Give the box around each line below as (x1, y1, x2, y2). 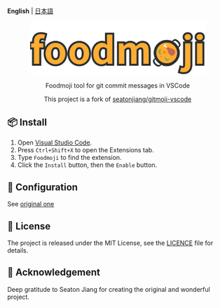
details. (7, 246, 29, 255)
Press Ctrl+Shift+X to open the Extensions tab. (17, 146, 154, 154)
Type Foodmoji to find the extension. (17, 154, 122, 162)
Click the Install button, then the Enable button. (17, 161, 158, 169)
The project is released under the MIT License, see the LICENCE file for (7, 239, 214, 247)
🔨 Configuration (7, 181, 78, 193)
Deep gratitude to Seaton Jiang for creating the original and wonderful (7, 285, 210, 293)
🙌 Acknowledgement (7, 267, 100, 279)
